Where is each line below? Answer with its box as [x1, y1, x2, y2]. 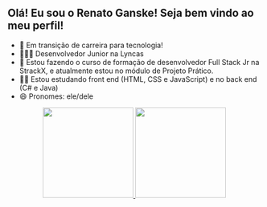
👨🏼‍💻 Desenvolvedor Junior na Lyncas [18, 48, 144, 59]
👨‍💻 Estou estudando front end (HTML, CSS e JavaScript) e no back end [18, 74, 257, 83]
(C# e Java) [18, 83, 59, 92]
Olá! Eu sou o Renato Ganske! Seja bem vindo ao [7, 6, 254, 20]
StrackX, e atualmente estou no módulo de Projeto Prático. [18, 66, 214, 75]
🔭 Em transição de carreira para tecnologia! [18, 40, 164, 50]
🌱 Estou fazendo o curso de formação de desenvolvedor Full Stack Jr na [18, 57, 260, 67]
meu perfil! [7, 19, 64, 33]
